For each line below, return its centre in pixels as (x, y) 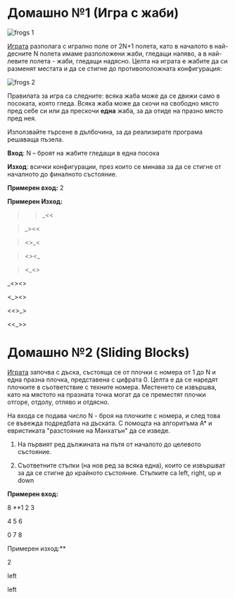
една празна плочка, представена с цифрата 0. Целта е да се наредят (113, 379)
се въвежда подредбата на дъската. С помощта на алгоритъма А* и (110, 423)
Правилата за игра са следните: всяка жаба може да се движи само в (114, 96)
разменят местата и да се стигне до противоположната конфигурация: (115, 68)
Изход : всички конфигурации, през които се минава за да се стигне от (114, 166)
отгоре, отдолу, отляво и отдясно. (58, 402)
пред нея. (22, 118)
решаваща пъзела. (36, 139)
